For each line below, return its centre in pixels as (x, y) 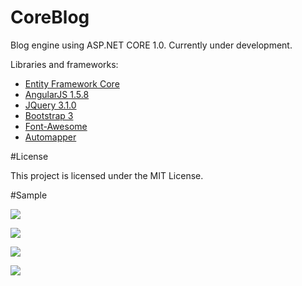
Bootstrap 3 (49, 115)
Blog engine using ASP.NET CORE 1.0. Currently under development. (151, 45)
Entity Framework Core (72, 83)
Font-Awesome (56, 126)
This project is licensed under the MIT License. (107, 175)
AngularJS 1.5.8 (57, 94)
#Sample (29, 195)
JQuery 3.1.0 (50, 105)
